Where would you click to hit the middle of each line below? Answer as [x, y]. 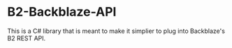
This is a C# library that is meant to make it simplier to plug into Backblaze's [116, 31]
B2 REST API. [27, 38]
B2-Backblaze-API [62, 12]
